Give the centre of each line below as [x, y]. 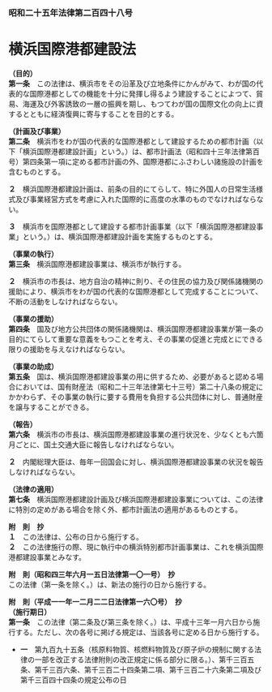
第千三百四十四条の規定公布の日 [73, 680]
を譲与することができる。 [51, 406]
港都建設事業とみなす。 [47, 557]
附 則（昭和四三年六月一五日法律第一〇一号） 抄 [92, 574]
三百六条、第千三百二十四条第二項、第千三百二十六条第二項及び [155, 669]
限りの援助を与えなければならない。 [69, 349]
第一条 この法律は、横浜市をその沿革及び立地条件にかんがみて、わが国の [132, 84]
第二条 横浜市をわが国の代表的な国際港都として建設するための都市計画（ [132, 141]
